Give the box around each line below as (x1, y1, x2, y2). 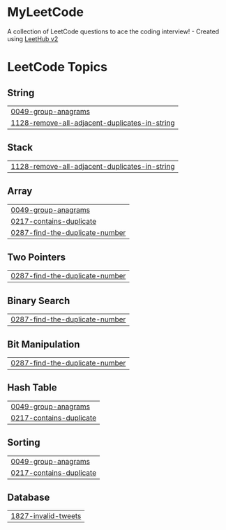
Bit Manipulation (7, 338, 80, 350)
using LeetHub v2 (7, 34, 59, 43)
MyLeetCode (7, 4, 84, 20)
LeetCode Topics (7, 59, 108, 75)
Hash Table (7, 381, 57, 394)
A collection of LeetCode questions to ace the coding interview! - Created (7, 27, 220, 36)
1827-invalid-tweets (10, 511, 82, 521)
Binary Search (7, 294, 70, 307)
